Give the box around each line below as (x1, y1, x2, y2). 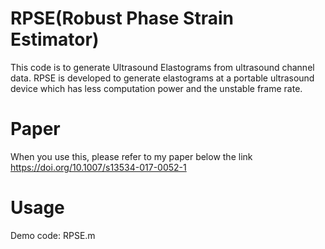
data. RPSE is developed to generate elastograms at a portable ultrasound (10, 72, 315, 84)
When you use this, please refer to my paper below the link (10, 150, 253, 162)
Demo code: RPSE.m (10, 229, 96, 241)
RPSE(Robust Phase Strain (10, 7, 234, 30)
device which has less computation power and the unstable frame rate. (10, 82, 303, 94)
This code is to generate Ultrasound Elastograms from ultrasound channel (10, 61, 315, 73)
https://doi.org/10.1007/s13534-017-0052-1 (10, 161, 187, 173)
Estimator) (10, 28, 100, 51)
